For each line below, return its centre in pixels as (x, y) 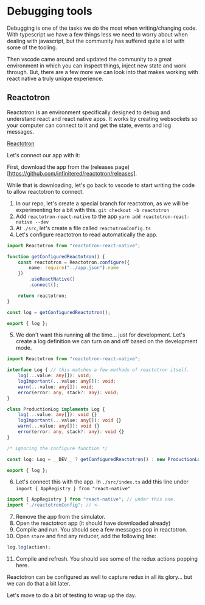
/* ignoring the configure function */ (57, 448)
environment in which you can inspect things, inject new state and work (97, 66)
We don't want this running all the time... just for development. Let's (100, 335)
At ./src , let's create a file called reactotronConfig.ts (83, 228)
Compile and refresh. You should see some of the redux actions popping (107, 559)
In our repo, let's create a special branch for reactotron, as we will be (102, 203)
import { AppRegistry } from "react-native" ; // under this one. (91, 499)
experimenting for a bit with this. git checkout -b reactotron (92, 210)
